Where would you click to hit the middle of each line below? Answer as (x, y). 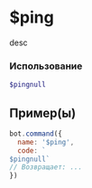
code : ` (32, 150)
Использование (46, 66)
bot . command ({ (36, 134)
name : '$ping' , (46, 142)
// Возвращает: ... (46, 167)
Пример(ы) (43, 113)
